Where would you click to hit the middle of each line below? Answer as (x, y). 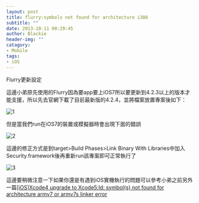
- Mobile (17, 51)
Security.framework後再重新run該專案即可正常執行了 (71, 155)
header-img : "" (25, 39)
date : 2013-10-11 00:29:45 (40, 28)
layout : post (22, 12)
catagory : (19, 45)
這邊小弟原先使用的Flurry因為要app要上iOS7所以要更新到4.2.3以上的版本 (96, 92)
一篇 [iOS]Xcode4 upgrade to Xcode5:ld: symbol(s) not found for (85, 187)
